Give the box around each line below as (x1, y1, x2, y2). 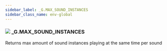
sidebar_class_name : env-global (5, 12, 72, 17)
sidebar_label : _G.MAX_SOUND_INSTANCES (5, 7, 88, 12)
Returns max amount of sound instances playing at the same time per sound (5, 39, 162, 45)
